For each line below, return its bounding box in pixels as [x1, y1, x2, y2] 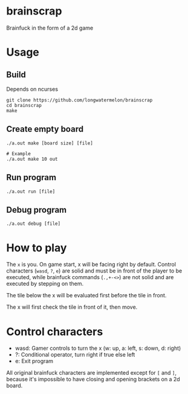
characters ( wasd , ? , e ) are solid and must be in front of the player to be [6, 267, 183, 274]
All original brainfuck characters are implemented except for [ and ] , [6, 369, 177, 376]
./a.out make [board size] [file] [6, 140, 94, 146]
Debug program [6, 204, 67, 215]
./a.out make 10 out [6, 156, 59, 162]
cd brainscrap [6, 102, 42, 108]
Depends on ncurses [6, 85, 59, 92]
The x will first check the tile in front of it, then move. [6, 303, 138, 311]
